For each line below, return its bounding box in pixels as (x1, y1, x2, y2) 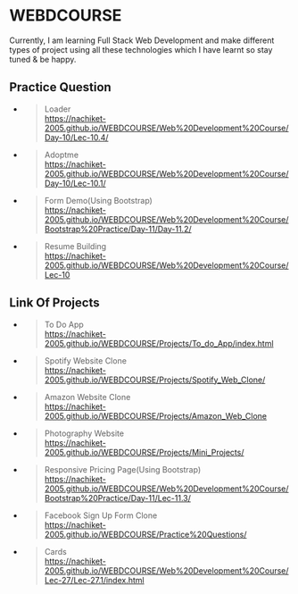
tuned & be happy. (9, 54, 77, 64)
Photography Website (44, 428, 125, 439)
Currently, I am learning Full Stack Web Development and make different (9, 35, 275, 46)
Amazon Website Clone (44, 391, 131, 402)
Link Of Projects (9, 296, 100, 311)
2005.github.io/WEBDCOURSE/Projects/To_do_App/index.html (44, 338, 274, 348)
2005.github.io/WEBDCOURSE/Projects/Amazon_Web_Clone (44, 410, 268, 421)
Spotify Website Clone (44, 355, 128, 366)
